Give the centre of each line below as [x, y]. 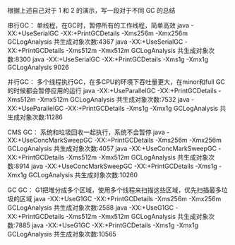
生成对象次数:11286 [35, 117]
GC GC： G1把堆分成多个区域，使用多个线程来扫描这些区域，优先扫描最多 [115, 190]
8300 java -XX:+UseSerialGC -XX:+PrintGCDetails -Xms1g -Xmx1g [112, 59]
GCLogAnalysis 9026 [38, 67]
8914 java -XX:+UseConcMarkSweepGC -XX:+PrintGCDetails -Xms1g [116, 166]
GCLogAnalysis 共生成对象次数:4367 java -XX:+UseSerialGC [95, 42]
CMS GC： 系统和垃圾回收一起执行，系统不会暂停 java [86, 132]
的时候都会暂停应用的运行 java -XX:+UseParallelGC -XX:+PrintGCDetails [112, 91]
